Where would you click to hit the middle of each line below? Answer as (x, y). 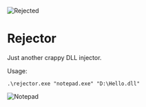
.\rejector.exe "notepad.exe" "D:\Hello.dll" (73, 84)
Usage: (17, 71)
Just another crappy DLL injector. (54, 57)
